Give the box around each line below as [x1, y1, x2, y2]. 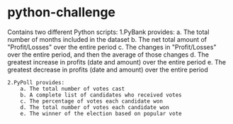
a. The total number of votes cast [20, 85, 125, 92]
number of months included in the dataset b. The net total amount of [7, 35, 208, 43]
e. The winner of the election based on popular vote [20, 110, 182, 117]
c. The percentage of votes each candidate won [20, 97, 163, 105]
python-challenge [7, 4, 115, 21]
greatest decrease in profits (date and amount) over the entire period [7, 65, 209, 74]
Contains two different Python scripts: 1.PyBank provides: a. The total [7, 28, 210, 36]
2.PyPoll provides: [7, 79, 65, 86]
